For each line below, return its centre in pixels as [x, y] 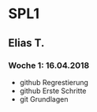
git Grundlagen [44, 99]
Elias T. [26, 43]
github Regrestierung [54, 82]
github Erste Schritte [53, 91]
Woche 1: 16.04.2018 [49, 65]
